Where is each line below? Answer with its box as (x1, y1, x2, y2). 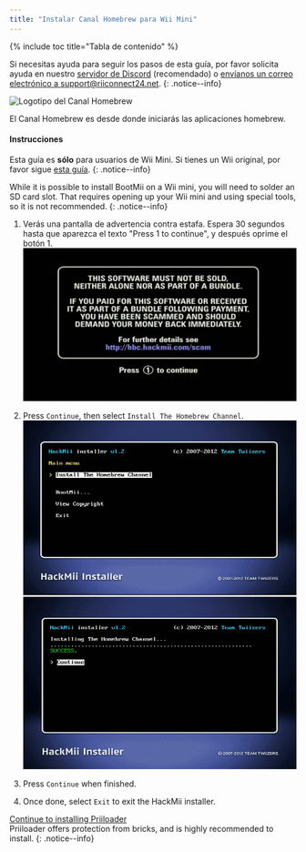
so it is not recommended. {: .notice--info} (9, 200, 168, 211)
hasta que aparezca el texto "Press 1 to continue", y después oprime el (22, 228, 289, 238)
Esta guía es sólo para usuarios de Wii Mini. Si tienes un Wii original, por (9, 154, 280, 165)
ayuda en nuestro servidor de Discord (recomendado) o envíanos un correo (9, 68, 293, 79)
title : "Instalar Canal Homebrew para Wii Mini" (9, 15, 198, 24)
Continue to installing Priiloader (9, 813, 127, 824)
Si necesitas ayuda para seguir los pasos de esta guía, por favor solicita (9, 58, 280, 69)
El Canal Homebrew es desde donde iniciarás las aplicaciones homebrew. (9, 113, 286, 124)
